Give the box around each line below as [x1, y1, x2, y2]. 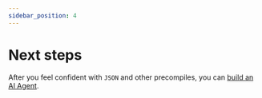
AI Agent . [8, 80, 39, 90]
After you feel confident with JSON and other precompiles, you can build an [8, 73, 254, 82]
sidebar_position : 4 [8, 11, 78, 20]
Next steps [8, 45, 83, 64]
